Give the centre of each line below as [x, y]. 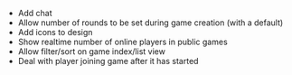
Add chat [35, 13]
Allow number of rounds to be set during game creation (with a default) [151, 23]
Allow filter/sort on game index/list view [91, 52]
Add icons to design [55, 32]
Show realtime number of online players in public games [122, 42]
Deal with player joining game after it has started [108, 61]
